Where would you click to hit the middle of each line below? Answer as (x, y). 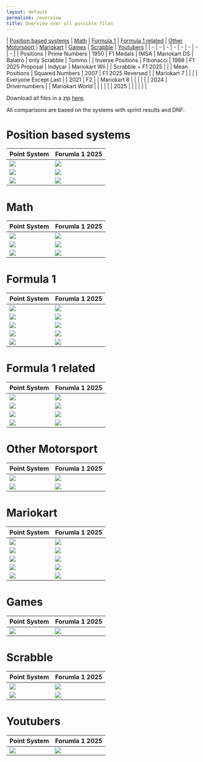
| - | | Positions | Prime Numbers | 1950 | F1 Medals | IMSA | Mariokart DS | (100, 54)
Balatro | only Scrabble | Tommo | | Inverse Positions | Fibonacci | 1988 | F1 (101, 60)
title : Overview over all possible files (60, 23)
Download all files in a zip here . (46, 98)
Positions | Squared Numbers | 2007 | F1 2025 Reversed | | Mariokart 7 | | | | (102, 73)
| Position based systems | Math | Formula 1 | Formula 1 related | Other (94, 41)
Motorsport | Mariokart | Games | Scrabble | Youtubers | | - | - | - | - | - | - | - (102, 47)
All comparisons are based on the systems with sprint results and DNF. (96, 110)
